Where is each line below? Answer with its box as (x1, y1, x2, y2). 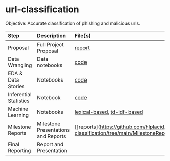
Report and (37, 141, 64, 148)
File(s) (74, 32, 91, 39)
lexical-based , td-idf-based (74, 108, 143, 115)
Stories (8, 83, 25, 90)
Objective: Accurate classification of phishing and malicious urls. (5, 20, 140, 26)
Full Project (37, 41, 64, 48)
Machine (8, 105, 29, 112)
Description (37, 32, 66, 39)
